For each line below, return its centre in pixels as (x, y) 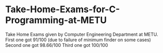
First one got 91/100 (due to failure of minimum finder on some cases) (78, 40)
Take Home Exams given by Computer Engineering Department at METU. (82, 34)
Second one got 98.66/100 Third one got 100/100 (57, 45)
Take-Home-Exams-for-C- (63, 9)
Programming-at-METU (56, 20)
